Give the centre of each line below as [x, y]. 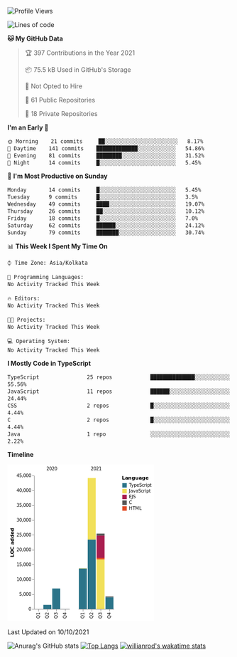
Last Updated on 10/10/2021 [48, 632]
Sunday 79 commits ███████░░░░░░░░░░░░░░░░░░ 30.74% [106, 233]
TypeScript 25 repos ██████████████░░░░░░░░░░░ [119, 377]
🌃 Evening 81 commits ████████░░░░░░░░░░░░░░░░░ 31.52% [106, 156]
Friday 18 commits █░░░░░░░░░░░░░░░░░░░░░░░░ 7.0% [103, 219]
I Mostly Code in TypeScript [49, 363]
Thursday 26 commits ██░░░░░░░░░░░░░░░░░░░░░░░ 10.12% [106, 211]
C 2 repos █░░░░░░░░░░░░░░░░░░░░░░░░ [119, 420]
